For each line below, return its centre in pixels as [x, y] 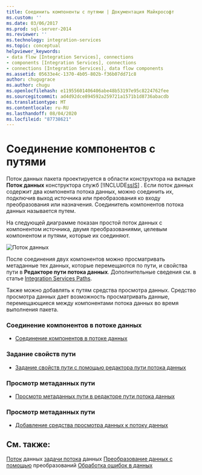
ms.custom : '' [24, 18]
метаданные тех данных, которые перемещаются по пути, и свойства [97, 266]
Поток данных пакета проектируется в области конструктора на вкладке [101, 179]
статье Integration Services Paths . [49, 278]
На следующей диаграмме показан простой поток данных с [84, 223]
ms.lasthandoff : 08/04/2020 [42, 113]
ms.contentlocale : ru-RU [37, 108]
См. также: [28, 444]
